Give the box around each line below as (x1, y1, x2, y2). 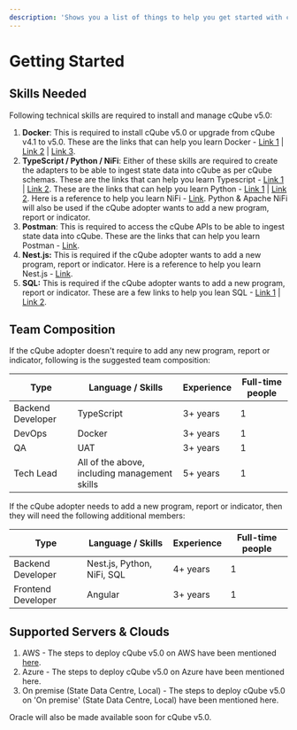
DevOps (13, 427, 48, 439)
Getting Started (9, 50, 126, 71)
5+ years (182, 467, 221, 479)
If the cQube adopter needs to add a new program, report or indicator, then (9, 501, 283, 512)
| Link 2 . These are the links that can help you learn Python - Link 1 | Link (21, 183, 287, 194)
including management (77, 467, 173, 479)
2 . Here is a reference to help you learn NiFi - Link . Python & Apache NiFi (21, 192, 288, 204)
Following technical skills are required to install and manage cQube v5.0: (9, 110, 272, 120)
